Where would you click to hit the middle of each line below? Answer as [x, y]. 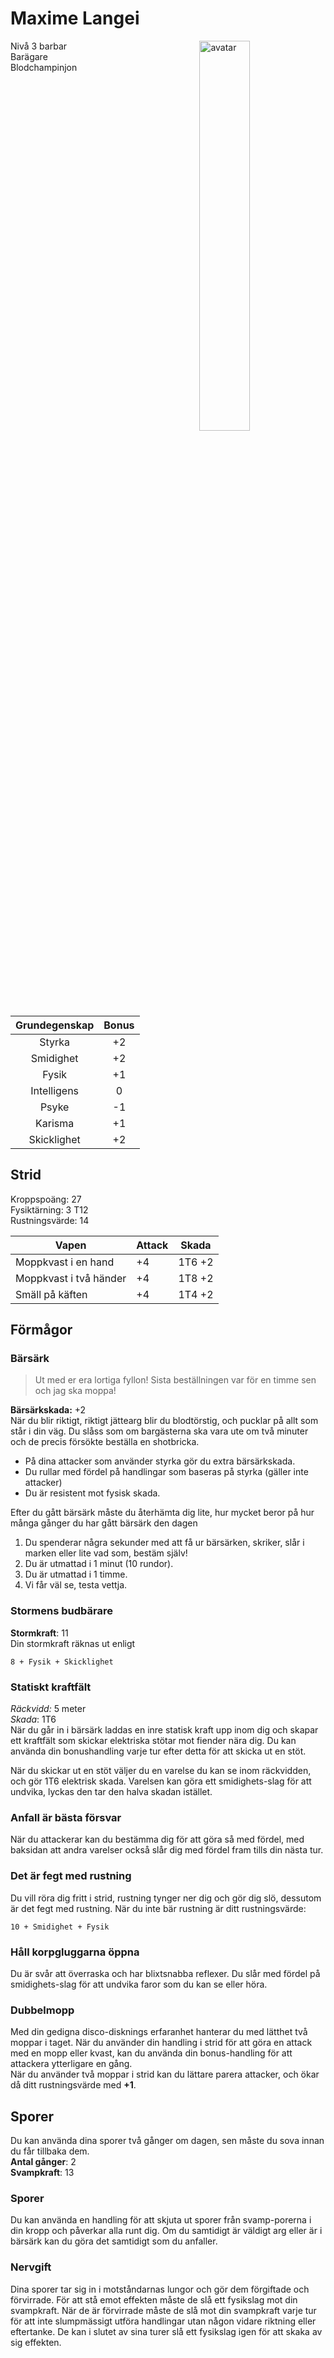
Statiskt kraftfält [51, 1687]
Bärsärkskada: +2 [48, 1410]
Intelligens [55, 1090]
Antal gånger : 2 [43, 2162]
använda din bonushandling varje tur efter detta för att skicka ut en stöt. [158, 1751]
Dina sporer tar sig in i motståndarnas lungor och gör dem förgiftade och [160, 2289]
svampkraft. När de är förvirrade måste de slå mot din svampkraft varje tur [163, 2310]
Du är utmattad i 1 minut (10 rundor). [99, 1564]
